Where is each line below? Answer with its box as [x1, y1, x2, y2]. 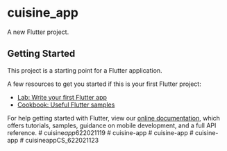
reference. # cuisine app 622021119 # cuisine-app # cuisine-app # [7, 128, 194, 136]
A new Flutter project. [7, 28, 69, 36]
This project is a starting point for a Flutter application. [7, 66, 162, 74]
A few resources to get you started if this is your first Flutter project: [7, 80, 201, 88]
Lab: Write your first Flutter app [17, 93, 108, 101]
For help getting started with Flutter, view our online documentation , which [7, 114, 221, 122]
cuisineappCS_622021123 [25, 136, 99, 144]
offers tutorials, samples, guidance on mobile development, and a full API [7, 121, 217, 130]
